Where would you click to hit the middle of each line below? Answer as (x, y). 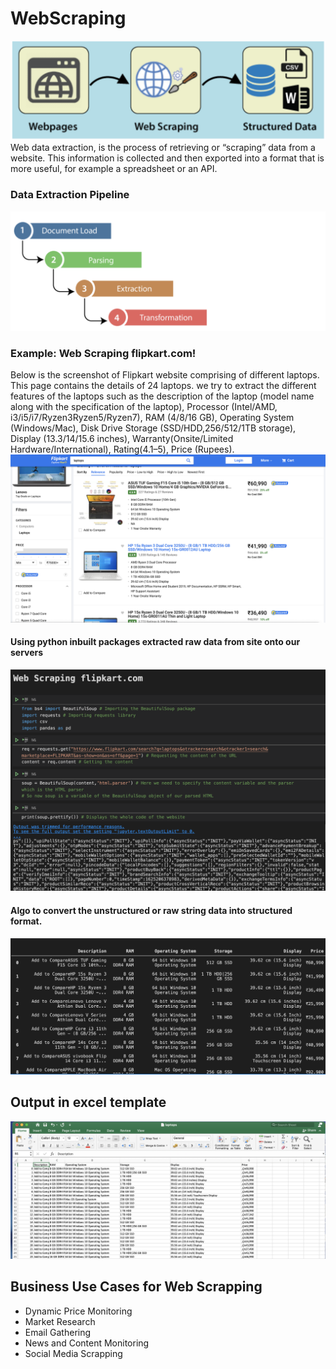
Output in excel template (88, 1102)
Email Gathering (58, 1332)
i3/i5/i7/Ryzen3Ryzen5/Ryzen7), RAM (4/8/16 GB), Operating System (152, 418)
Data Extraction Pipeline (70, 195)
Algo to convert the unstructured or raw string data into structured (151, 911)
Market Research (60, 1321)
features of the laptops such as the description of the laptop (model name (162, 396)
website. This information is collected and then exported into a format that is (167, 158)
